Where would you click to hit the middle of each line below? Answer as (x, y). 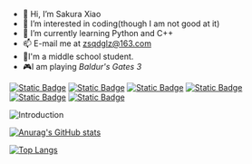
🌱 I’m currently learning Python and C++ (98, 33)
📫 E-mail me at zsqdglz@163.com (87, 43)
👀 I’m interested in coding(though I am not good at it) (121, 24)
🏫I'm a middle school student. (78, 56)
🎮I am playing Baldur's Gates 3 (82, 67)
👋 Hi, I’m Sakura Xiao (62, 14)
